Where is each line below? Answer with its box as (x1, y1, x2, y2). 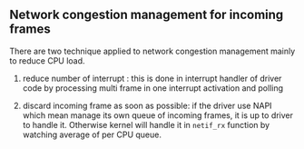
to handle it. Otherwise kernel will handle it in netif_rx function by (22, 119, 270, 130)
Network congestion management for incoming (9, 7, 284, 23)
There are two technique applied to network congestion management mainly (9, 45, 296, 56)
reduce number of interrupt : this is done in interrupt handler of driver (22, 73, 282, 84)
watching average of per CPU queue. (22, 129, 162, 140)
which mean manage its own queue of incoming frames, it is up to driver (22, 109, 293, 121)
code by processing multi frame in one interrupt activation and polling (22, 82, 284, 94)
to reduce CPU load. (9, 55, 85, 66)
